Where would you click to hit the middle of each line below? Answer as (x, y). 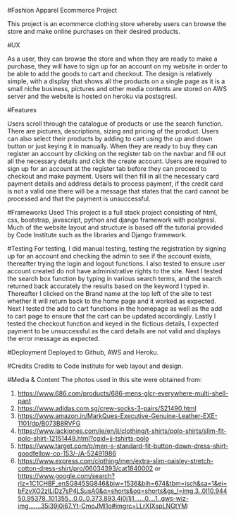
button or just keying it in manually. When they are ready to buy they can (112, 146)
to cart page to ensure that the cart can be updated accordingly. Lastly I (112, 316)
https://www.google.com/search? (66, 476)
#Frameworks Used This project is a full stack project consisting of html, (112, 212)
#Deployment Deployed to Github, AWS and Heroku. (83, 352)
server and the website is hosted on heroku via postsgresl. (92, 96)
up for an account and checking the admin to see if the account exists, (110, 256)
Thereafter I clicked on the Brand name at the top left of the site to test (110, 293)
